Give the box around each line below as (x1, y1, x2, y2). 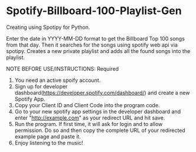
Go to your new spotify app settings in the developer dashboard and (14, 108, 181, 115)
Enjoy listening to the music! (14, 139, 84, 146)
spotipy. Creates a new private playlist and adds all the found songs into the (6, 47, 191, 54)
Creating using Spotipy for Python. (6, 24, 90, 31)
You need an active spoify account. (14, 77, 101, 84)
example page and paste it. (14, 133, 81, 140)
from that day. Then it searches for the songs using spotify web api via (6, 41, 178, 48)
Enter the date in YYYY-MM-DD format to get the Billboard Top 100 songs (6, 35, 185, 42)
